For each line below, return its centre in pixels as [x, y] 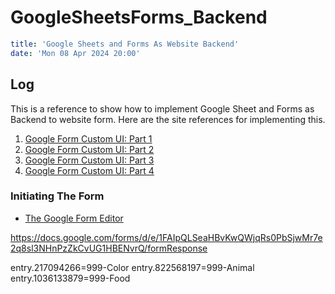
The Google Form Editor [74, 218]
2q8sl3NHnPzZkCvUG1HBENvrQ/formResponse [109, 248]
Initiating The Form [57, 196]
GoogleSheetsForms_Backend [139, 17]
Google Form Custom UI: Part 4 [89, 170]
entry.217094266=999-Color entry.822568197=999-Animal [132, 267]
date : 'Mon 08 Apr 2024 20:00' [75, 53]
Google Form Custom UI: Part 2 [89, 149]
